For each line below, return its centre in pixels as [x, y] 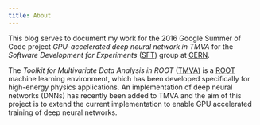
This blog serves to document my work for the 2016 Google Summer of [124, 38]
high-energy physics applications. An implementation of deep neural [120, 87]
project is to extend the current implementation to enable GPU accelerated [130, 104]
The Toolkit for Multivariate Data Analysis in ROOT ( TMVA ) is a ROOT [122, 70]
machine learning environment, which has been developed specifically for [129, 78]
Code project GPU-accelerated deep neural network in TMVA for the [121, 46]
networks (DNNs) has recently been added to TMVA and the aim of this [125, 95]
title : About [30, 15]
